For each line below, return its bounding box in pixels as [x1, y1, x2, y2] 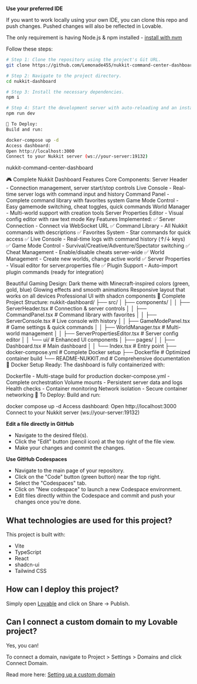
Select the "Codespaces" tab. [14, 479, 87, 487]
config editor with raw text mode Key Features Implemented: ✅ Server [6, 216, 176, 223]
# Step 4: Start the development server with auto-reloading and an [6, 105, 177, 111]
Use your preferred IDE [6, 5, 63, 12]
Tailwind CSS [14, 568, 47, 575]
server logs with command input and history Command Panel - [18, 191, 169, 198]
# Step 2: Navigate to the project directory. [6, 73, 122, 79]
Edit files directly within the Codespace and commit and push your [14, 492, 175, 499]
